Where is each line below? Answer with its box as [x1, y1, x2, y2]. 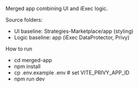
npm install [13, 63, 41, 70]
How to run [5, 45, 33, 52]
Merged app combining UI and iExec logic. [5, 5, 108, 12]
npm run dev [13, 76, 45, 82]
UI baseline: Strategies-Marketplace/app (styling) [13, 28, 134, 35]
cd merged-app [13, 57, 52, 63]
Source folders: [5, 16, 43, 23]
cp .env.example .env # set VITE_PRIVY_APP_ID [13, 69, 130, 76]
